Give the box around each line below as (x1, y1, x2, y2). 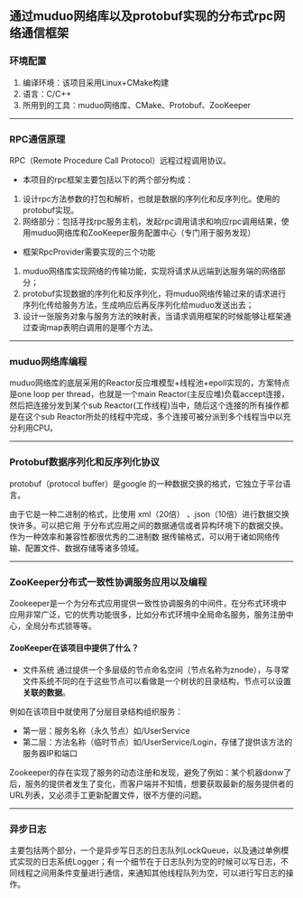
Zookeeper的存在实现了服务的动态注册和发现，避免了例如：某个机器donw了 (9, 767, 291, 778)
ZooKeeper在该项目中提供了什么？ (9, 643, 140, 653)
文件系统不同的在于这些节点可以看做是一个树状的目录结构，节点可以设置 (22, 676, 291, 687)
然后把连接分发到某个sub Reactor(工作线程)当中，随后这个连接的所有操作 (9, 400, 281, 411)
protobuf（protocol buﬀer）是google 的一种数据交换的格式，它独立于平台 (9, 477, 283, 489)
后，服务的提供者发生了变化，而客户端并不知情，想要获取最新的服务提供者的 (9, 779, 294, 790)
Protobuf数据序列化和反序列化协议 (9, 456, 161, 468)
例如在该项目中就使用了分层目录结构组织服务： (9, 707, 183, 717)
